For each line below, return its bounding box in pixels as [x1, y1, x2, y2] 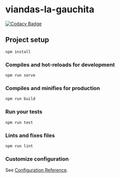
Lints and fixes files [5, 132, 55, 139]
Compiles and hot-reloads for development [5, 61, 115, 68]
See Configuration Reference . [5, 167, 68, 173]
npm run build [5, 96, 36, 101]
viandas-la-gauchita [5, 4, 95, 15]
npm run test [5, 120, 33, 125]
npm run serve [5, 73, 36, 78]
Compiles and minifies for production [5, 84, 100, 92]
